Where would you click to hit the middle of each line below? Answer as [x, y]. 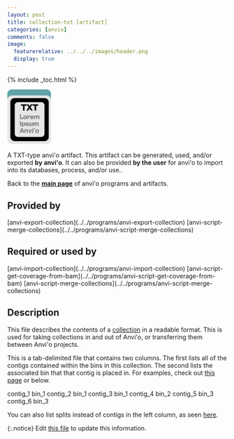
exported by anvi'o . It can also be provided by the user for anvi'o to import [115, 163]
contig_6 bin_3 [28, 401]
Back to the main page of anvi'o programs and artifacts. [88, 184]
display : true [34, 59]
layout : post [26, 15]
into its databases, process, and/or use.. [65, 170]
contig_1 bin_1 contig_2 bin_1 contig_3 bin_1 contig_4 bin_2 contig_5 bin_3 [111, 394]
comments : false [31, 37]
